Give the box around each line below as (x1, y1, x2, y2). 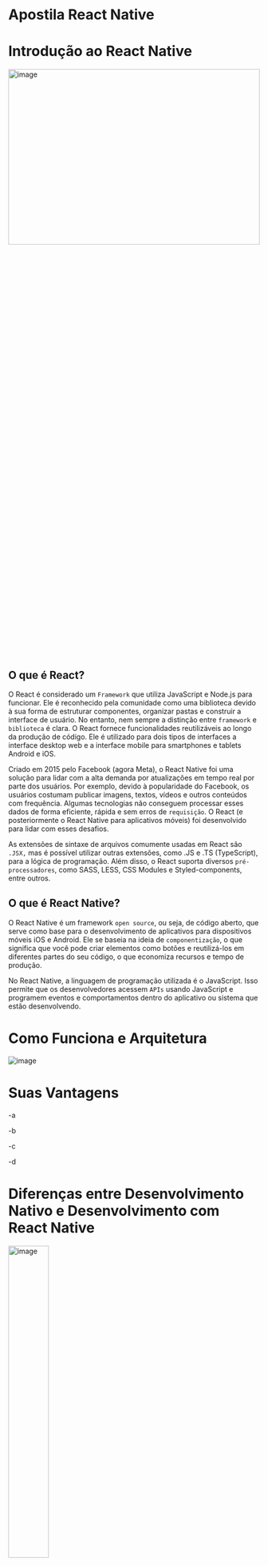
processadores (8, 866, 56, 874)
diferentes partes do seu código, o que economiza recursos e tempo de (8, 952, 245, 961)
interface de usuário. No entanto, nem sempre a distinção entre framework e (8, 714, 257, 725)
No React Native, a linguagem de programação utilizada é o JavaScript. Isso (8, 976, 258, 985)
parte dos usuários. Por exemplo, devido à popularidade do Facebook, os (8, 781, 250, 791)
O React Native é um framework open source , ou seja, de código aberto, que (8, 917, 259, 927)
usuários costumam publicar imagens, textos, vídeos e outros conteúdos (8, 789, 247, 799)
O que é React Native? (8, 897, 120, 910)
